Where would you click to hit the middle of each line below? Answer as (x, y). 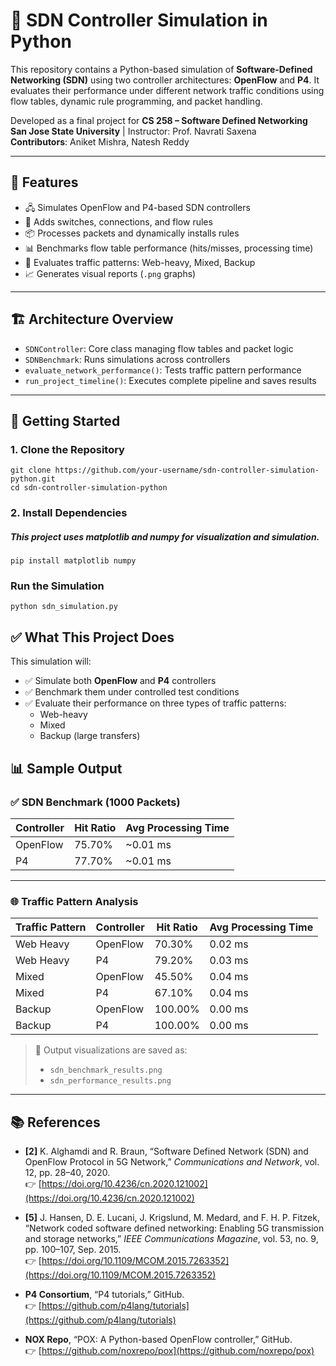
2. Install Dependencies (69, 513)
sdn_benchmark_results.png (106, 1070)
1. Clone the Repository (67, 449)
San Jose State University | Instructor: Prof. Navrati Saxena (133, 131)
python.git (33, 479)
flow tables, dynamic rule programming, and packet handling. (136, 101)
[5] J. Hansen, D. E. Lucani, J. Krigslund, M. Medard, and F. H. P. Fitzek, (172, 1218)
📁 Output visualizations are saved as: (111, 1050)
